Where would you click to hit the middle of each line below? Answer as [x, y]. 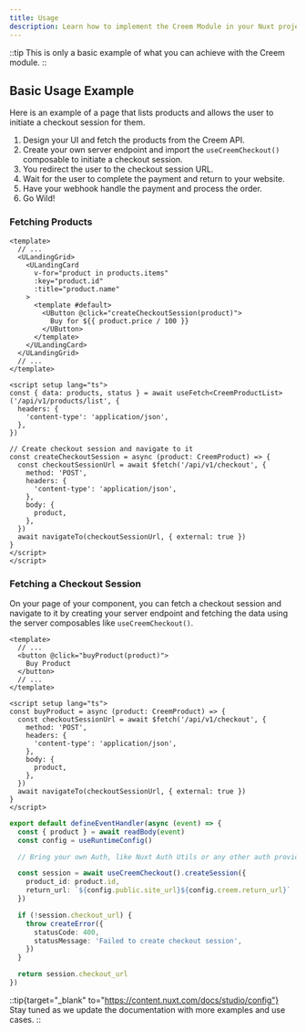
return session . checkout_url [73, 974]
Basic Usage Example [72, 91]
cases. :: [25, 1019]
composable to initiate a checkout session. [103, 160]
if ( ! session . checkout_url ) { [75, 915]
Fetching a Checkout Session [76, 584]
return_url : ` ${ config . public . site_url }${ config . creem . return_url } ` [158, 890]
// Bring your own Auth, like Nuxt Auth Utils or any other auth [144, 857]
